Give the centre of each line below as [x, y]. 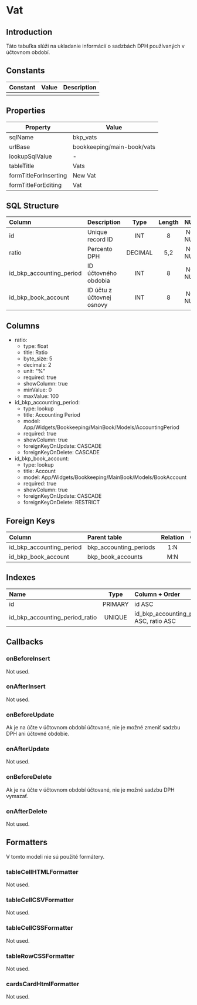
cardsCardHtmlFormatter [43, 984]
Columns [23, 326]
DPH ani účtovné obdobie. [38, 734]
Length [168, 222]
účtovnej [99, 297]
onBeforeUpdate [30, 715]
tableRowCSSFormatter [40, 956]
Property [38, 127]
